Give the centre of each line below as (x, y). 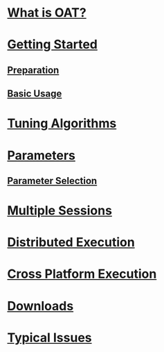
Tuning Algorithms (62, 124)
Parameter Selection (52, 181)
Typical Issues (49, 337)
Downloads (40, 306)
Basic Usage (35, 94)
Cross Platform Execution (82, 274)
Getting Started (53, 45)
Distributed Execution (71, 243)
